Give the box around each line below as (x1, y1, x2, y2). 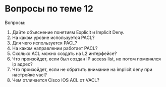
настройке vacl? (12, 71, 47, 77)
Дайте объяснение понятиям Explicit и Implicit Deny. (12, 29, 125, 35)
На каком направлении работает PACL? (12, 45, 98, 51)
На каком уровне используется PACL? (12, 34, 95, 40)
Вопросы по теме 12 (5, 3, 94, 14)
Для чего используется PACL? (12, 39, 78, 45)
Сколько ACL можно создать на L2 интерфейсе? (12, 50, 117, 56)
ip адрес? (12, 61, 33, 67)
